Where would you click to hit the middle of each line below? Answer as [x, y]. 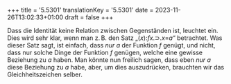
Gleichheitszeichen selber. [45, 74]
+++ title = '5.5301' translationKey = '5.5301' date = [80, 10]
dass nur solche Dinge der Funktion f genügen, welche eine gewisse [105, 52]
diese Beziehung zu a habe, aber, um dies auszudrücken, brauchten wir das [115, 67]
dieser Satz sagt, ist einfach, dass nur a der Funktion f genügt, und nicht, [111, 45]
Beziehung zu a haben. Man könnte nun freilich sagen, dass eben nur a [109, 60]
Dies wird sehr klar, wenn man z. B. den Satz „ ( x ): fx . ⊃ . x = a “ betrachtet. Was [115, 38]
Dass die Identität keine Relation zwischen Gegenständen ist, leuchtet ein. [113, 31]
